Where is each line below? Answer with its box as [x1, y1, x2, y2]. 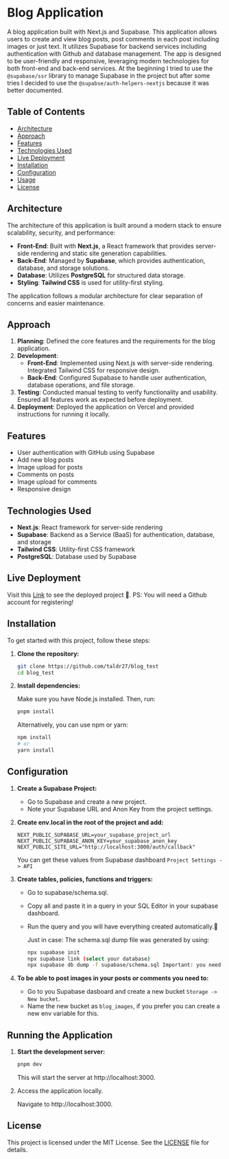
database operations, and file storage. [27, 381, 135, 390]
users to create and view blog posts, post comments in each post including [7, 34, 219, 43]
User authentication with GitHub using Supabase [16, 449, 156, 457]
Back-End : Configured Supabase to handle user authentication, [27, 374, 207, 382]
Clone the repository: [16, 649, 80, 658]
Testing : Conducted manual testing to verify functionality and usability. [16, 388, 218, 396]
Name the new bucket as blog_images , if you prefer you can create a [27, 1002, 221, 1010]
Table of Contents [7, 106, 86, 118]
